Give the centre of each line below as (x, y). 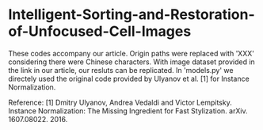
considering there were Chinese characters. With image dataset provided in (131, 62)
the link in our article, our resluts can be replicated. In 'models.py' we (121, 70)
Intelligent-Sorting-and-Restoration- (131, 15)
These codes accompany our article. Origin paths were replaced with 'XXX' (131, 53)
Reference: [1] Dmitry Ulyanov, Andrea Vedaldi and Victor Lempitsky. (120, 102)
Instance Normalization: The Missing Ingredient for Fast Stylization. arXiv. (128, 111)
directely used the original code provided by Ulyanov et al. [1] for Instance (129, 78)
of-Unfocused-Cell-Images (100, 31)
